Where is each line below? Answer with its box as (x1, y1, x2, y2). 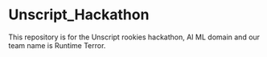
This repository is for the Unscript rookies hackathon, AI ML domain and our (8, 32, 260, 42)
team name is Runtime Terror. (8, 40, 106, 50)
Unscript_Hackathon (8, 6, 150, 24)
